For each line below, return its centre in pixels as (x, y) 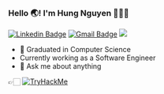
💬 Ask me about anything (60, 66)
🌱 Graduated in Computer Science (75, 50)
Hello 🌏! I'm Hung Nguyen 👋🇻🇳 (69, 13)
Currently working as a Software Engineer (88, 58)
